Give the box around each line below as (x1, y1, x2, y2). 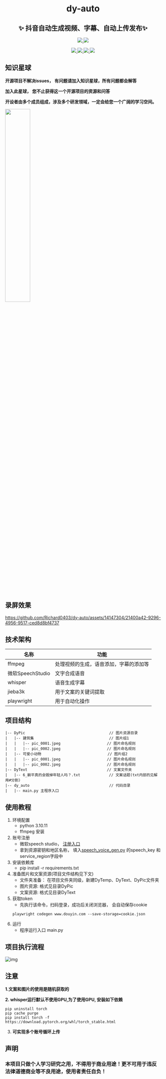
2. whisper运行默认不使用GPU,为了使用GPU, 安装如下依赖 (5, 996, 123, 1002)
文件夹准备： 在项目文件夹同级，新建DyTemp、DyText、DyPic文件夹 (19, 877, 160, 883)
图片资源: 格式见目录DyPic (19, 883, 73, 889)
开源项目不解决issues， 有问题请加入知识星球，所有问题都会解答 (5, 78, 137, 84)
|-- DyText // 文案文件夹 (5, 767, 132, 772)
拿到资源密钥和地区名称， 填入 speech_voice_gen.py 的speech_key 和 (19, 847, 161, 853)
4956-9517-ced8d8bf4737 (5, 620, 60, 626)
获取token (12, 896, 33, 901)
